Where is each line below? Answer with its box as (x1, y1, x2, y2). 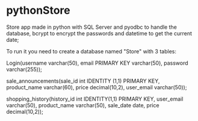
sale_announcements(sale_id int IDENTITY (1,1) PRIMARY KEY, (6, 77, 160, 84)
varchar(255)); (6, 65, 42, 72)
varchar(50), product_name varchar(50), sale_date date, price (6, 101, 159, 108)
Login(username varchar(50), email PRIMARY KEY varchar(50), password (6, 59, 188, 66)
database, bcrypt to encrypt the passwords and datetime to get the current (6, 29, 193, 37)
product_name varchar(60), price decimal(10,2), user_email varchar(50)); (6, 83, 187, 90)
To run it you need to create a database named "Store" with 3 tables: (6, 47, 176, 55)
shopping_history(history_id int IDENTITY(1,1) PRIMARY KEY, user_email (6, 95, 184, 102)
